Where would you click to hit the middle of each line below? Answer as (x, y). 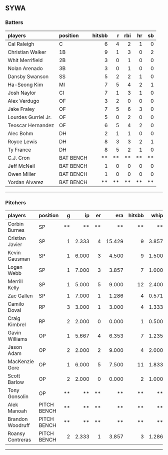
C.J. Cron (19, 158)
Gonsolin (18, 396)
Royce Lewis (22, 141)
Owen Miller (22, 174)
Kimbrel (17, 324)
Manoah (17, 411)
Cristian (17, 238)
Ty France (19, 150)
